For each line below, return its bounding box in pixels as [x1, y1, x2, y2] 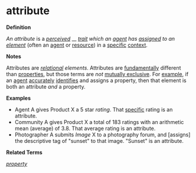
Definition [6, 24, 31, 31]
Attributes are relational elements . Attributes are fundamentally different [6, 64, 181, 71]
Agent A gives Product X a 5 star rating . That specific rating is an [14, 106, 173, 113]
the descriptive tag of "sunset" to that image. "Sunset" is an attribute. [14, 137, 184, 144]
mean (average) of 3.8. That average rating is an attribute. [14, 125, 156, 132]
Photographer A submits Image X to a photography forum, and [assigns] [14, 131, 191, 138]
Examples [6, 94, 31, 102]
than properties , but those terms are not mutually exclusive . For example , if [6, 70, 189, 77]
